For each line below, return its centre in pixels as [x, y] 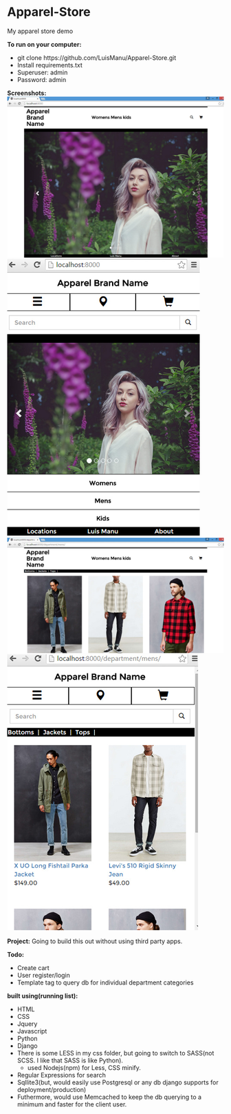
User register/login [44, 976]
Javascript [32, 1031]
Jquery [27, 1024]
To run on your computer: [44, 44]
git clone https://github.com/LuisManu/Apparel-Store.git [97, 57]
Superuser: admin [42, 72]
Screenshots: [27, 93]
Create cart [33, 968]
